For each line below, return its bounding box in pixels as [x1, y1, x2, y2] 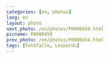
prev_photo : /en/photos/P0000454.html [6, 37, 104, 43]
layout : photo [6, 20, 42, 26]
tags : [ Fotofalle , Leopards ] [6, 43, 80, 49]
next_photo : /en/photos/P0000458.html [6, 25, 104, 32]
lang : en [6, 14, 28, 21]
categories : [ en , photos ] [6, 8, 71, 15]
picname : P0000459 [6, 31, 53, 37]
